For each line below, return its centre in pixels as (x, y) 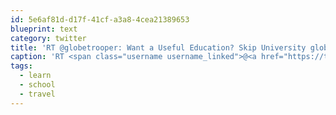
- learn (35, 76)
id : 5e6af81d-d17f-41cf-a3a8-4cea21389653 (100, 19)
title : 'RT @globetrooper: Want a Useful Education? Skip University (158, 47)
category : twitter (48, 38)
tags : (21, 66)
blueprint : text (44, 29)
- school (37, 85)
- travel (37, 94)
